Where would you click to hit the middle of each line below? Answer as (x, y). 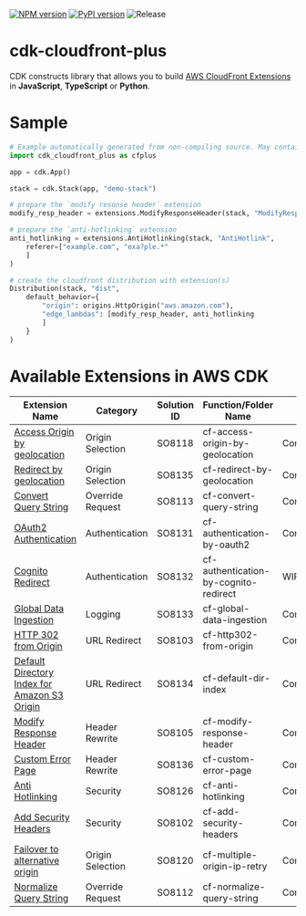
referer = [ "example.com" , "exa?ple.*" (97, 246)
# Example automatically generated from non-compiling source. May (140, 147)
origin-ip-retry (235, 867)
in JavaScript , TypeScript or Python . (80, 86)
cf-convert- (229, 495)
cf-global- (226, 609)
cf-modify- (228, 722)
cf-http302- (230, 635)
